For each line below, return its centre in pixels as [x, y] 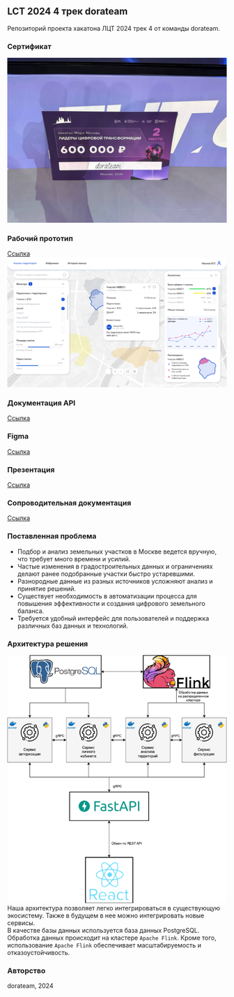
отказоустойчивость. [39, 952]
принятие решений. [47, 589]
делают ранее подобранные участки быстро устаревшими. [106, 574]
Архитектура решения [48, 644]
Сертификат [30, 46]
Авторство [26, 970]
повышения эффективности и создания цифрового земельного [111, 603]
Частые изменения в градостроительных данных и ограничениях [115, 566]
